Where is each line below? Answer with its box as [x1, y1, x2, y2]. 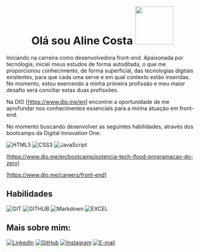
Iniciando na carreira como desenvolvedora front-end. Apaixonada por [6, 54, 184, 61]
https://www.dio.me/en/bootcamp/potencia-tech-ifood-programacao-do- [8, 153, 193, 160]
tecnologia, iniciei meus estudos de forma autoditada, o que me [6, 60, 166, 68]
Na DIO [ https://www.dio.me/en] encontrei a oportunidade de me [6, 98, 170, 105]
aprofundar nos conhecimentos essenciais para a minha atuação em [6, 104, 179, 112]
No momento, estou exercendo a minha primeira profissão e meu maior [6, 80, 185, 87]
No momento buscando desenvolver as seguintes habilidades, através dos [6, 122, 194, 130]
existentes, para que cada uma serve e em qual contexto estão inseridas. [6, 73, 190, 80]
